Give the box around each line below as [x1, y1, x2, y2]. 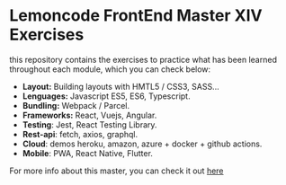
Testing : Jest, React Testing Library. [22, 119, 157, 130]
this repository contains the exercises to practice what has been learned [9, 54, 277, 65]
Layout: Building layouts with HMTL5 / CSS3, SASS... [22, 81, 219, 92]
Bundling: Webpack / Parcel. [22, 100, 130, 110]
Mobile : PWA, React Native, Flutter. [22, 147, 153, 158]
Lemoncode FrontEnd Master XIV [9, 5, 263, 26]
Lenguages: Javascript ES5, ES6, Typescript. [22, 91, 191, 101]
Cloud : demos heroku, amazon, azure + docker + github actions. [22, 138, 263, 149]
